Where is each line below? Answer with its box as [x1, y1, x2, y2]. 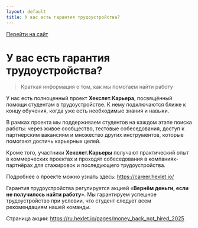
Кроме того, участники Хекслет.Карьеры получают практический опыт [6, 149, 189, 156]
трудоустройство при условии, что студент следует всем [6, 197, 152, 204]
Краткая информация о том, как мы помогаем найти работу [20, 84, 173, 91]
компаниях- [148, 155, 179, 163]
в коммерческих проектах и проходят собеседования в [6, 155, 148, 163]
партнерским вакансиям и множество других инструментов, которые [6, 131, 184, 139]
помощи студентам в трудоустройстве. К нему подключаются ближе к [6, 101, 186, 108]
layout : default [6, 8, 46, 15]
